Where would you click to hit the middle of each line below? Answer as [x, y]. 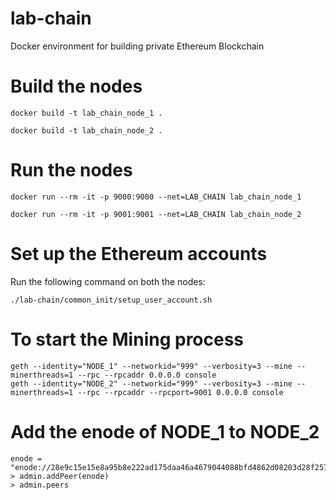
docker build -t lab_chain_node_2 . [86, 130]
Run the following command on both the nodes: [108, 281]
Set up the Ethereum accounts [139, 254]
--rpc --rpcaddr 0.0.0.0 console [147, 375]
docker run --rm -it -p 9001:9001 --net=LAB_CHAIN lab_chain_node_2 [156, 214]
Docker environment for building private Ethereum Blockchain [137, 46]
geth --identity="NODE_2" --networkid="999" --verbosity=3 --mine [151, 383]
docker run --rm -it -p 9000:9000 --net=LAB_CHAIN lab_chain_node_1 [156, 197]
